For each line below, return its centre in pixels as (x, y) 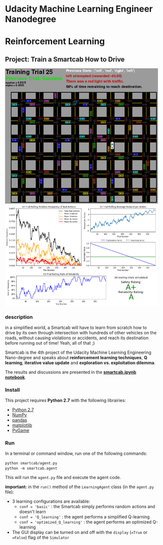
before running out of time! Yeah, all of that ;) (50, 343)
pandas (20, 420)
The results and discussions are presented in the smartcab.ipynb (71, 372)
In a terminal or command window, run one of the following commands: (76, 454)
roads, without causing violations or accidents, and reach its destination (77, 338)
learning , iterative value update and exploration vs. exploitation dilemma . (80, 363)
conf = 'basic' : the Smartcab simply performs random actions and (87, 507)
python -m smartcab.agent (31, 469)
